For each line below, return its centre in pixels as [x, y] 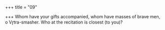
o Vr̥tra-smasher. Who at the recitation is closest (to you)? [64, 22]
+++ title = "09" [21, 7]
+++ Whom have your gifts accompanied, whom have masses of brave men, [83, 16]
